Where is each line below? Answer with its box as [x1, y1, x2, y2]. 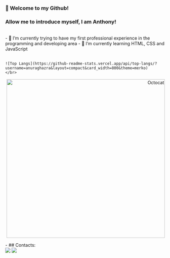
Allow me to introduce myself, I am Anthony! [5, 18, 116, 25]
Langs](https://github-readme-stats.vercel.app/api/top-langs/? [18, 61, 157, 67]
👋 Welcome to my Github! [5, 5, 69, 12]
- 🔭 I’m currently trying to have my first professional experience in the [5, 35, 150, 41]
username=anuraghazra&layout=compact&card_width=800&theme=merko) [5, 66, 148, 71]
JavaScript [5, 46, 28, 52]
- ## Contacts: [5, 242, 36, 248]
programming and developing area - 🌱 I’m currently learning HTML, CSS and [5, 41, 165, 47]
